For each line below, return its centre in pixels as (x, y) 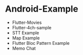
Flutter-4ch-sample (32, 27)
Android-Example (42, 9)
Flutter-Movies (27, 22)
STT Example (26, 33)
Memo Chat (24, 48)
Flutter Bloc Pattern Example (41, 43)
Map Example (26, 38)
